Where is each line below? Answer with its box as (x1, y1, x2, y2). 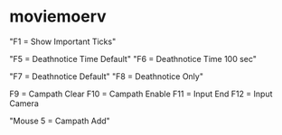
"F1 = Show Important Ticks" (9, 36, 117, 47)
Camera (9, 97, 39, 109)
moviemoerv (9, 6, 107, 27)
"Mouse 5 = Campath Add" (9, 115, 110, 126)
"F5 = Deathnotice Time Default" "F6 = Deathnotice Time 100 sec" (9, 53, 258, 64)
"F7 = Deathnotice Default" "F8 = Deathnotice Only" (9, 70, 203, 82)
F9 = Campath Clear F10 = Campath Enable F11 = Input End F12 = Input (9, 88, 273, 99)
